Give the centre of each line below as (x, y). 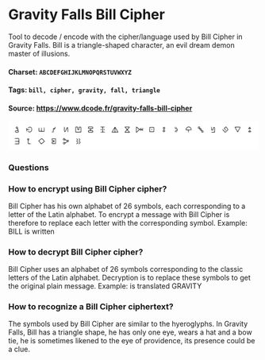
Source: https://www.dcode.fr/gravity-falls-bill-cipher (100, 108)
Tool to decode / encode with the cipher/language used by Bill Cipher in (126, 37)
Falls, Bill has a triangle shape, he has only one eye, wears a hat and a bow (130, 332)
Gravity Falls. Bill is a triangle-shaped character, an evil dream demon (122, 45)
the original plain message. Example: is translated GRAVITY (105, 286)
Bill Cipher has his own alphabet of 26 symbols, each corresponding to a (127, 206)
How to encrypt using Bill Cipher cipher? (88, 188)
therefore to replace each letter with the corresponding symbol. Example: (128, 223)
